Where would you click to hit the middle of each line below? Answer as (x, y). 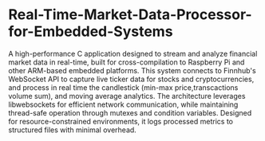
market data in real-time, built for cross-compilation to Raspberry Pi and (127, 62)
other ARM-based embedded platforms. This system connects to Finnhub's (132, 70)
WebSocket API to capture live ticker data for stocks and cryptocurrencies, (131, 79)
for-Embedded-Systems (91, 31)
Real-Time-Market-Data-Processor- (131, 15)
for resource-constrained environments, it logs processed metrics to (121, 121)
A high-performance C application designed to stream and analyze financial (133, 53)
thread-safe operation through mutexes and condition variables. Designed (130, 112)
